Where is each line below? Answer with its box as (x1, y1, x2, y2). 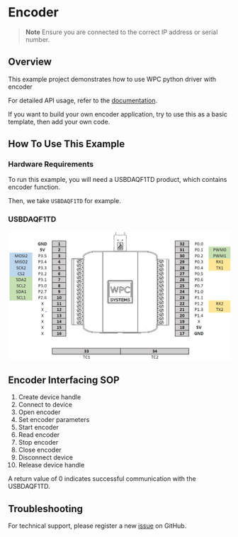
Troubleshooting (8, 502, 84, 515)
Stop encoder (18, 438, 59, 447)
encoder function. (8, 183, 61, 192)
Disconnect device (18, 453, 74, 462)
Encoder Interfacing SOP (8, 374, 120, 386)
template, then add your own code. (8, 117, 110, 126)
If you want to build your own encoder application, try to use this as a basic (8, 109, 227, 118)
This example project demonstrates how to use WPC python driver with (8, 75, 217, 83)
